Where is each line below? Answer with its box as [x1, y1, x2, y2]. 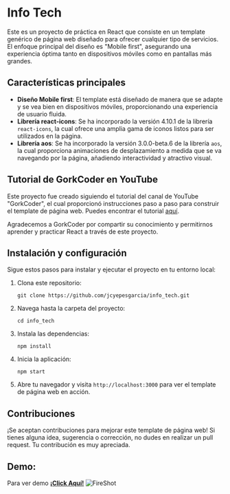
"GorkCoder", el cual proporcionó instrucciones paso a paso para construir [7, 199, 220, 207]
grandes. [7, 56, 33, 65]
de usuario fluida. [16, 110, 67, 118]
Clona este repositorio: [16, 279, 82, 287]
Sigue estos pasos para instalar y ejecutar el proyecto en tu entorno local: [7, 265, 216, 274]
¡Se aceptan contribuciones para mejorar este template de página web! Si [7, 426, 215, 435]
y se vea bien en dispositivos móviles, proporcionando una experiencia [16, 102, 218, 111]
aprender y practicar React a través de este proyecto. [7, 227, 159, 236]
